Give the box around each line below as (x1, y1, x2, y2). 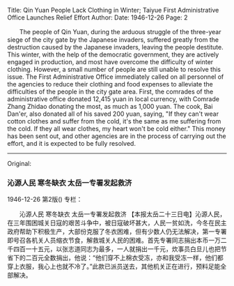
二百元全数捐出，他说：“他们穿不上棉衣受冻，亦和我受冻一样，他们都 (25, 254, 224, 262)
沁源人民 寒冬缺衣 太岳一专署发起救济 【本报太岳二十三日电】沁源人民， (19, 210, 226, 218)
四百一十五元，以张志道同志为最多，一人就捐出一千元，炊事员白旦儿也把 (13, 245, 221, 253)
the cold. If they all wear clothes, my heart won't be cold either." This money (7, 125, 226, 133)
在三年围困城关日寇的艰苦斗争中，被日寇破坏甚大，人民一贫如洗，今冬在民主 (7, 219, 227, 227)
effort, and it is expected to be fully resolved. (7, 140, 136, 147)
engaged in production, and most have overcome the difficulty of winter (7, 58, 214, 66)
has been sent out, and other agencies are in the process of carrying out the (7, 132, 226, 140)
